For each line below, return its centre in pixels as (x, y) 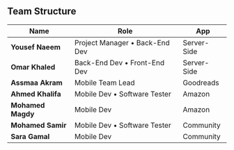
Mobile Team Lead (104, 83)
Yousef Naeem (36, 47)
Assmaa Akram (37, 83)
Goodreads (201, 83)
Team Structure (42, 11)
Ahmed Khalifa (36, 94)
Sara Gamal (30, 136)
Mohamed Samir (39, 125)
